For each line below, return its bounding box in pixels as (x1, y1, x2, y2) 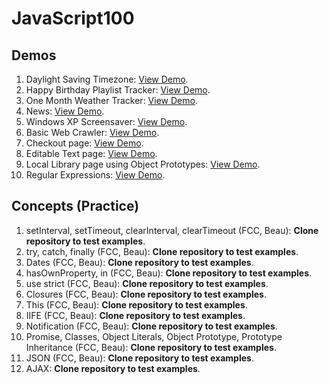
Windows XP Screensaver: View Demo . (25, 116, 188, 127)
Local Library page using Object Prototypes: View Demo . (25, 158, 261, 170)
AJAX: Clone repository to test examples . (25, 362, 201, 374)
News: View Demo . (25, 105, 105, 117)
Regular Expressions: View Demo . (25, 169, 166, 181)
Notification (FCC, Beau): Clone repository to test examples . (25, 320, 278, 332)
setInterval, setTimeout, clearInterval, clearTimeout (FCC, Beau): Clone (25, 224, 319, 236)
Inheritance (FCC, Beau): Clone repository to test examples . (25, 341, 277, 353)
